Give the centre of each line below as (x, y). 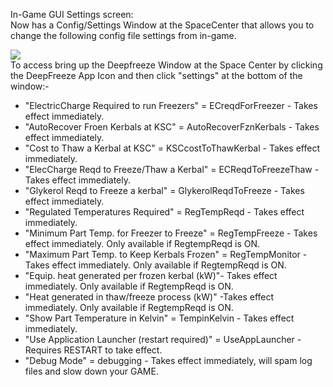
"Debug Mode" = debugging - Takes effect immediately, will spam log (168, 360)
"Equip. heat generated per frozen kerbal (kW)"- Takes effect (151, 275)
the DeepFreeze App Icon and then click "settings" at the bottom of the (156, 75)
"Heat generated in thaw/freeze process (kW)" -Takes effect (149, 297)
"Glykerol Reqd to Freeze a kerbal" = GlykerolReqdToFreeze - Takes (164, 190)
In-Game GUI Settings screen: (72, 14)
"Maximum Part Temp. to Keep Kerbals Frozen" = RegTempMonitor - (166, 254)
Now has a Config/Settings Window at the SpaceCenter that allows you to (162, 25)
